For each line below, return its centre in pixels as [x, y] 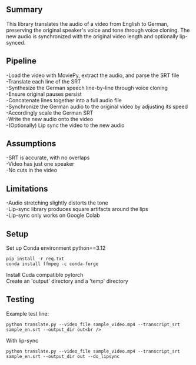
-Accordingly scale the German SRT [50, 113]
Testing [20, 299]
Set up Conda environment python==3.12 [56, 248]
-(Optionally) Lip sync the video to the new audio [65, 125]
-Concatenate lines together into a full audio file [64, 100]
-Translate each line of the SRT [44, 81]
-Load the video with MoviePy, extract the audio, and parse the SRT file [93, 75]
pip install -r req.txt [35, 259]
